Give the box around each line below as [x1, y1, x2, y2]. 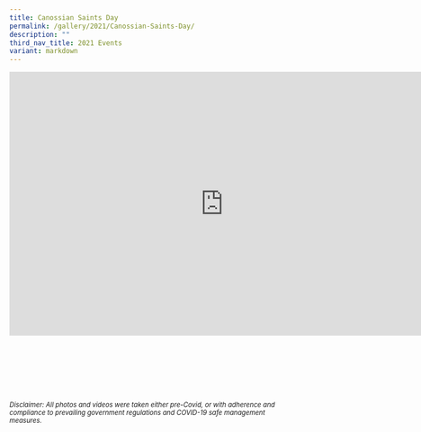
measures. [9, 416, 42, 426]
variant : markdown [9, 47, 78, 56]
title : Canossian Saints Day [9, 13, 119, 22]
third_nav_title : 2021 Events [9, 38, 123, 48]
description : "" [9, 30, 70, 39]
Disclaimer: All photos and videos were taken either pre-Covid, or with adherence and [9, 400, 276, 409]
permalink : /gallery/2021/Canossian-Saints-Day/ [9, 22, 195, 31]
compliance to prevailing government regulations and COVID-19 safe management [9, 409, 265, 418]
